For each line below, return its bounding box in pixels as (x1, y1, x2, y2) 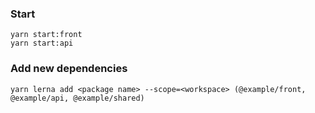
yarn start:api (10, 38, 74, 49)
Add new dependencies (10, 62, 128, 76)
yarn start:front (10, 30, 83, 40)
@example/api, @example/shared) (10, 93, 145, 103)
